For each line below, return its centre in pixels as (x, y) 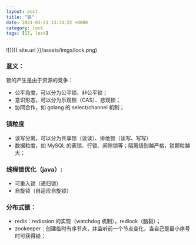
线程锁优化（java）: (34, 169)
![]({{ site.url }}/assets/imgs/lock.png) (52, 50)
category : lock (25, 28)
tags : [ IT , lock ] (27, 33)
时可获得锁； (30, 236)
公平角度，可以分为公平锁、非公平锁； (61, 93)
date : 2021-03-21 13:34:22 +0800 (47, 22)
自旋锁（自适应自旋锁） (43, 191)
